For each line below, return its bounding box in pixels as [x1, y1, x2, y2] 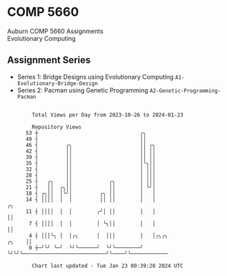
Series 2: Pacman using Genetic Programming [17, 86, 148, 94]
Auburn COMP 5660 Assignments [7, 27, 103, 35]
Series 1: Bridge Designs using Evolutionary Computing [17, 72, 174, 81]
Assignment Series [7, 55, 91, 66]
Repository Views [32, 124, 81, 130]
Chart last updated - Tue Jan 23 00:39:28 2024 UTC [32, 262, 184, 269]
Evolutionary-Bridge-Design [17, 80, 98, 87]
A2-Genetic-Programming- [149, 87, 221, 94]
